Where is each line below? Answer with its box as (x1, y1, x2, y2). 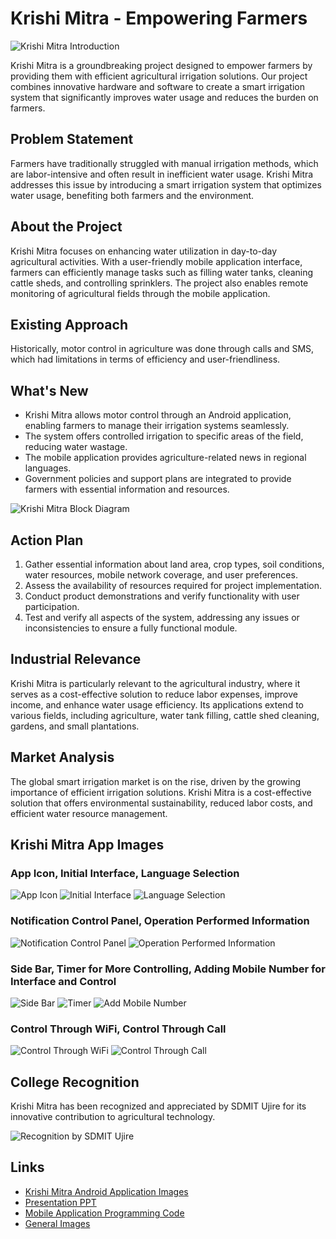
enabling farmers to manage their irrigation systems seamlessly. (24, 420, 290, 432)
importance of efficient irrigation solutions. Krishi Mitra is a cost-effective (10, 786, 312, 798)
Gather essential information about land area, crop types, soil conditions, (24, 558, 325, 570)
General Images (24, 1217, 91, 1229)
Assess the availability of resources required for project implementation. (24, 580, 322, 591)
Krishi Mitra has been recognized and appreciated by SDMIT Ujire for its (10, 1100, 307, 1112)
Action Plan (10, 532, 84, 549)
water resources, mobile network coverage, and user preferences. (24, 569, 298, 581)
